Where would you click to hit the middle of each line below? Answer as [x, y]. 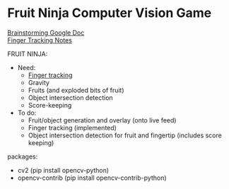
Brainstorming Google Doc [46, 33]
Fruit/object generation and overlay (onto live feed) [102, 120]
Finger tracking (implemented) [72, 127]
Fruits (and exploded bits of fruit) [76, 90]
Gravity [39, 82]
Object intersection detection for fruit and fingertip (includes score [125, 135]
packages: [23, 156]
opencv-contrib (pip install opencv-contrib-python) [92, 178]
